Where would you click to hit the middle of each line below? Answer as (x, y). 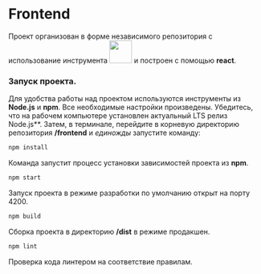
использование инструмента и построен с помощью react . (122, 60)
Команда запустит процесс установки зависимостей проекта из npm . (128, 163)
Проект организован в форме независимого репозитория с (110, 36)
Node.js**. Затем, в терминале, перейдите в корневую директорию (124, 125)
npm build (25, 216)
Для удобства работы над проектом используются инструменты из (124, 99)
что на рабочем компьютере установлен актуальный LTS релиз (118, 116)
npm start (25, 178)
